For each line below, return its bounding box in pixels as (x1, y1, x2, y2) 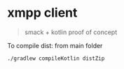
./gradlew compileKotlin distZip (7, 54, 105, 62)
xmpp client (7, 5, 78, 21)
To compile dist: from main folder (7, 41, 103, 49)
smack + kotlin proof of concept (24, 28, 118, 36)
